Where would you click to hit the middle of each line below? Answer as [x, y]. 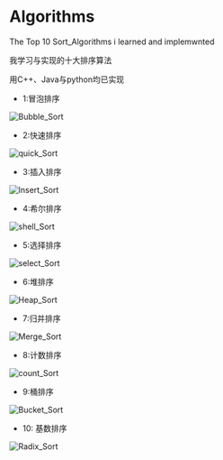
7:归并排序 [41, 318]
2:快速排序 [42, 135]
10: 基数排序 [45, 428]
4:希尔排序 [42, 208]
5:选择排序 [42, 244]
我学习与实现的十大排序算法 [61, 60]
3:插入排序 [42, 171]
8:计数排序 [42, 354]
